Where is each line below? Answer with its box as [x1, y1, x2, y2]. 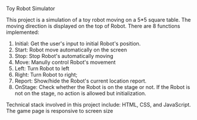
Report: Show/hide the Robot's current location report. [14, 77, 147, 84]
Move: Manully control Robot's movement [14, 59, 116, 66]
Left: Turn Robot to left [14, 65, 69, 72]
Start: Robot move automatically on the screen [14, 46, 128, 53]
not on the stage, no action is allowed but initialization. [14, 90, 146, 97]
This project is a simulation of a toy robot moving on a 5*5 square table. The [6, 16, 191, 23]
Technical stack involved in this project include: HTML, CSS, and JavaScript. [6, 101, 191, 108]
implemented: [6, 29, 39, 36]
